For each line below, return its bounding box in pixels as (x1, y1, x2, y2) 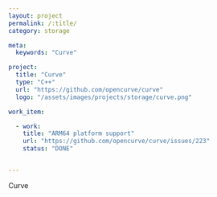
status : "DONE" (23, 145, 74, 153)
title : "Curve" (15, 71, 67, 79)
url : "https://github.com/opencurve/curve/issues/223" (23, 137, 211, 146)
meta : (8, 41, 27, 49)
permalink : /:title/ (8, 19, 78, 27)
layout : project (8, 11, 63, 20)
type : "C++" (15, 78, 56, 86)
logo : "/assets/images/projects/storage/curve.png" (15, 93, 193, 101)
